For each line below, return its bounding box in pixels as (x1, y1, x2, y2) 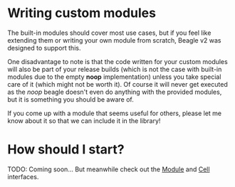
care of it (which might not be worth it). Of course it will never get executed (7, 80, 228, 88)
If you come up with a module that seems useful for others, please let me (7, 109, 222, 117)
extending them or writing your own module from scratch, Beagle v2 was (7, 36, 221, 44)
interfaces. (7, 172, 39, 181)
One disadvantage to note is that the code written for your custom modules (7, 57, 228, 65)
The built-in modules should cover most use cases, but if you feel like (7, 28, 211, 37)
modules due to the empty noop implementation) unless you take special (7, 73, 221, 81)
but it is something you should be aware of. (7, 95, 134, 104)
